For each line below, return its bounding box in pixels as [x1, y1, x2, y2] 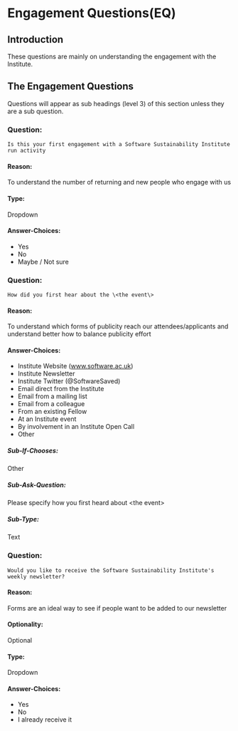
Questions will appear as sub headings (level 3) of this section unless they [7, 99, 225, 108]
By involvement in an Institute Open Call [17, 422, 135, 431]
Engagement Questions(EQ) [7, 5, 176, 21]
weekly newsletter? [7, 573, 65, 580]
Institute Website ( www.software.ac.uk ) [17, 362, 134, 370]
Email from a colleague [17, 400, 85, 408]
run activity [7, 147, 46, 155]
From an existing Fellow [17, 408, 87, 416]
